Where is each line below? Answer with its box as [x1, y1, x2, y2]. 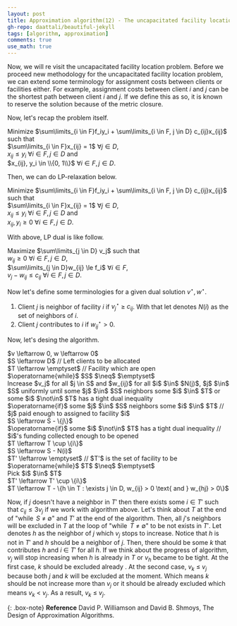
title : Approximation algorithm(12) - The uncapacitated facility [7, 17, 207, 24]
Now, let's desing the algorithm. [7, 336, 100, 344]
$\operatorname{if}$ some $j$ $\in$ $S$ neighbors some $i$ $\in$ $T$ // [7, 401, 224, 410]
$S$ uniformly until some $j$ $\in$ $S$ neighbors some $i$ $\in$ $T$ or [7, 386, 221, 395]
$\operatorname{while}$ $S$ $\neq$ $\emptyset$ [7, 372, 155, 380]
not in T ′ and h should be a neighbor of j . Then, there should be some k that [7, 539, 227, 547]
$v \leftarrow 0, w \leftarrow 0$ [7, 349, 99, 357]
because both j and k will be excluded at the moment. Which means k [7, 572, 209, 580]
